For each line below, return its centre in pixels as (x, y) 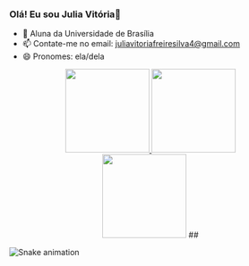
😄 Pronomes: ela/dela (63, 56)
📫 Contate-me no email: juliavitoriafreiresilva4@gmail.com (131, 44)
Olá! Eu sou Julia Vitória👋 (65, 14)
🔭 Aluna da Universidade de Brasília (88, 34)
